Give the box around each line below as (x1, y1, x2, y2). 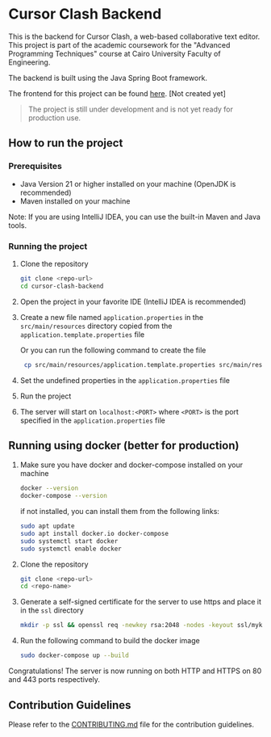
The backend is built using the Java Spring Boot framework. (8, 73, 208, 82)
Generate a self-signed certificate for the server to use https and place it (19, 597, 262, 607)
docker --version (19, 484, 79, 493)
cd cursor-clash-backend (19, 282, 104, 290)
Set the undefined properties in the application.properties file (19, 375, 231, 385)
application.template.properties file (19, 329, 145, 339)
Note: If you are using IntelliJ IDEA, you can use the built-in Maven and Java (8, 212, 261, 221)
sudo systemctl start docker (19, 537, 119, 545)
